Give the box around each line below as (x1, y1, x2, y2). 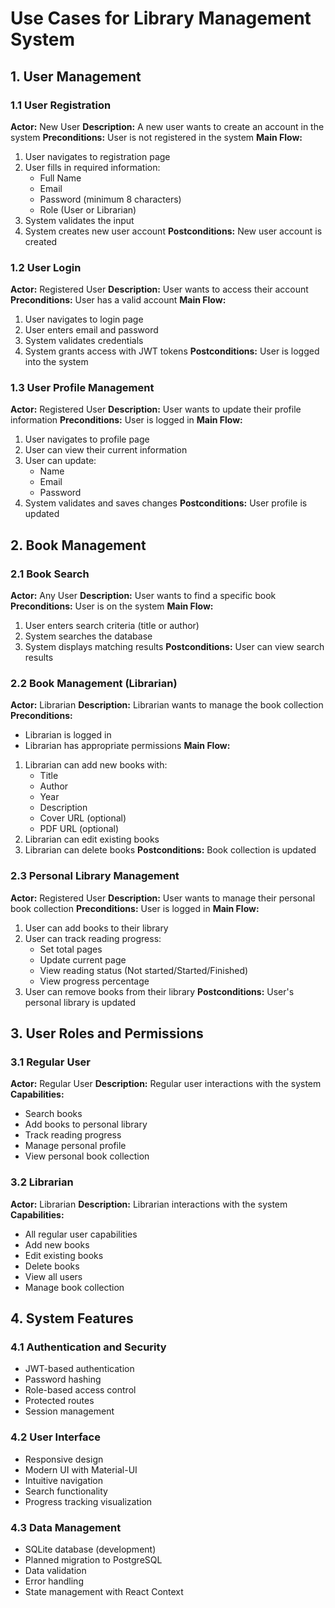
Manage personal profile (24, 1140, 127, 1152)
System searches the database (24, 630, 153, 642)
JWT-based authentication (24, 1363, 135, 1375)
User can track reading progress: (24, 932, 162, 944)
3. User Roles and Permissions (10, 1025, 204, 1042)
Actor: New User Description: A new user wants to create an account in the (10, 120, 325, 132)
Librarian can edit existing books (24, 833, 160, 846)
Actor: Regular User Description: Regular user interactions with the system (10, 1078, 322, 1090)
